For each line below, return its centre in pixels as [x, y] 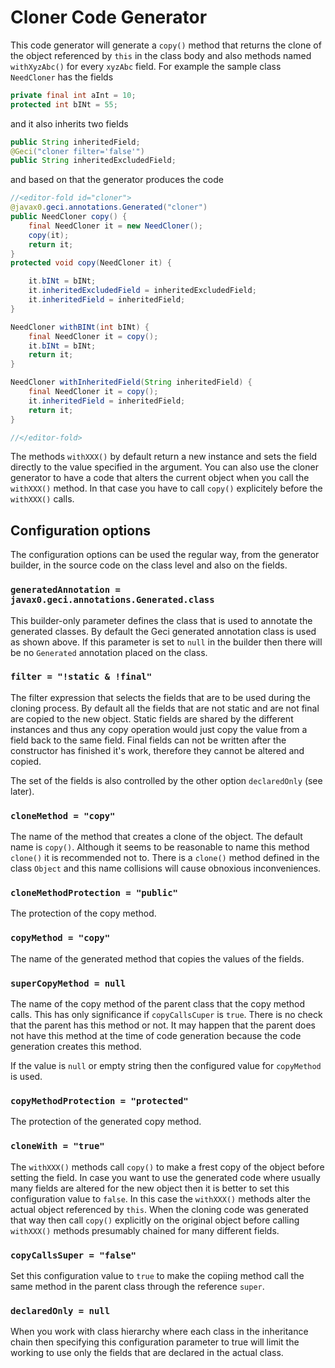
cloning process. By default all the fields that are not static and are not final [165, 708]
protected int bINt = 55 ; [64, 104]
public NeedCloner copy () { [69, 217]
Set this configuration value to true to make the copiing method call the [157, 1275]
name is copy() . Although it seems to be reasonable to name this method [160, 847]
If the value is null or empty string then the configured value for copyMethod [166, 1066]
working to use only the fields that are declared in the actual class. [147, 1353]
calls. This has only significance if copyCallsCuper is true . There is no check [166, 1015]
